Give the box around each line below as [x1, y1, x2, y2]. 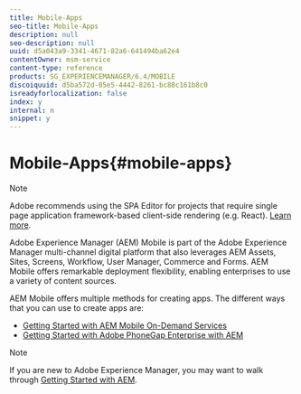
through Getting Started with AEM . [9, 374, 137, 385]
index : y [9, 97, 42, 107]
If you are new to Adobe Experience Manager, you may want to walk [9, 365, 264, 376]
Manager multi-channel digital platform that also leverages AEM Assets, [9, 247, 277, 258]
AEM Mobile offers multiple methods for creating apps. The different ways [9, 293, 286, 304]
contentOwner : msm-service [9, 55, 111, 64]
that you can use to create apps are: [9, 303, 145, 314]
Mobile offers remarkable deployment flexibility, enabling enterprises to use [9, 266, 291, 277]
